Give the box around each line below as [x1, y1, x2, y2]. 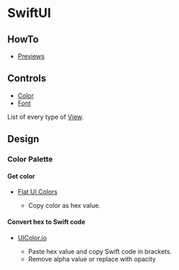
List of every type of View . [7, 112, 84, 121]
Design [7, 133, 40, 145]
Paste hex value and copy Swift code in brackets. [28, 247, 172, 256]
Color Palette [7, 154, 53, 164]
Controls [7, 72, 47, 84]
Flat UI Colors [17, 188, 58, 196]
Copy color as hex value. [28, 201, 101, 210]
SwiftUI [7, 5, 52, 21]
